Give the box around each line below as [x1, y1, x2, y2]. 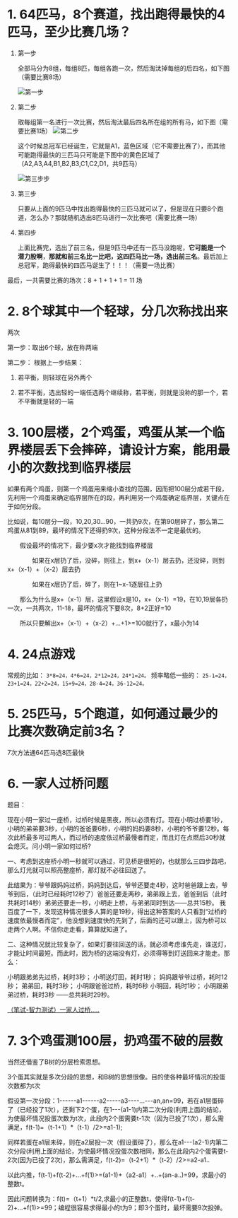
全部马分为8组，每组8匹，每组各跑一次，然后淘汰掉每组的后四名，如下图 [17, 64, 230, 72]
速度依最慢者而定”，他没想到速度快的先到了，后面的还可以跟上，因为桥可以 [7, 916, 227, 925]
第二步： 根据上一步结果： [7, 358, 83, 366]
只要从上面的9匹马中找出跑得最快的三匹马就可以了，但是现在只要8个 [17, 204, 218, 213]
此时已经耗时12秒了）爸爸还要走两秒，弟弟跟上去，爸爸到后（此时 [35, 889, 227, 898]
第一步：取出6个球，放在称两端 [7, 343, 98, 351]
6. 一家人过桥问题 [7, 775, 109, 792]
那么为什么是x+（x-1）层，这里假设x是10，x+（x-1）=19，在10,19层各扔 [19, 595, 228, 603]
